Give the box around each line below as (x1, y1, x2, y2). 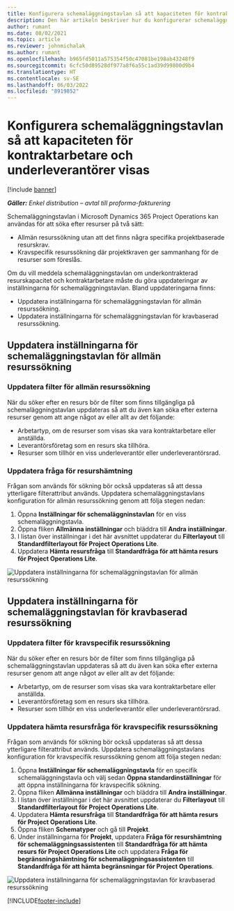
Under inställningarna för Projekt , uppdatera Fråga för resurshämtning (17, 833, 222, 841)
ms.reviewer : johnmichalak (7, 42, 86, 49)
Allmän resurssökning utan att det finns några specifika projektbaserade (17, 233, 225, 242)
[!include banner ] (7, 185, 57, 194)
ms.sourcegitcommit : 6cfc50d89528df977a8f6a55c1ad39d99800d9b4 (7, 62, 195, 69)
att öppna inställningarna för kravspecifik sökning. (17, 781, 162, 789)
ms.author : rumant (7, 49, 61, 56)
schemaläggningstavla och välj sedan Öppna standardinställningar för (17, 774, 221, 782)
